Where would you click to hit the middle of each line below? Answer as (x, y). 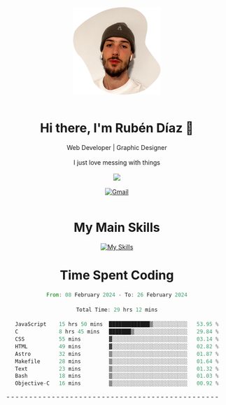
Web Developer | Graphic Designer (117, 147)
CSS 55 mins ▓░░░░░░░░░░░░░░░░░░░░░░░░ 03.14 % (117, 339)
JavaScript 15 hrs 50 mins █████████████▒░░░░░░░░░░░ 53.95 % (117, 324)
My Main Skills (117, 228)
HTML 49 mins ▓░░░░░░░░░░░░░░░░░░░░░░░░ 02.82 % (117, 346)
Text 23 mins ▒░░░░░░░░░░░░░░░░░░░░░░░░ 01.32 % (117, 369)
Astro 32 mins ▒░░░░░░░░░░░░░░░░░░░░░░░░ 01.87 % (117, 354)
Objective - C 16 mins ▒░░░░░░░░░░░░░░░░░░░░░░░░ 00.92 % (117, 384)
